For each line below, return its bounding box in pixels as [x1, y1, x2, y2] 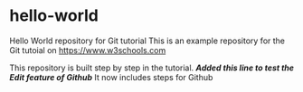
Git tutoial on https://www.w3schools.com [9, 44, 166, 55]
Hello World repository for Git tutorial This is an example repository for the [9, 35, 286, 46]
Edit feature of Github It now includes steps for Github [9, 71, 213, 82]
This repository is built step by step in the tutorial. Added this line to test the [9, 62, 295, 73]
